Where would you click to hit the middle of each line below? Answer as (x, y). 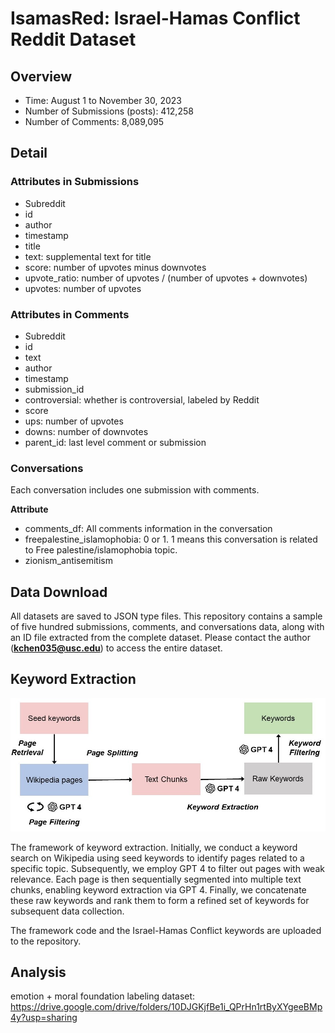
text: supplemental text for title (88, 256)
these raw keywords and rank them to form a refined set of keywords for (160, 900)
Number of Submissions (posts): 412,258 (109, 111)
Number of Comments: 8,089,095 (94, 121)
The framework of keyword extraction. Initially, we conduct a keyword (154, 847)
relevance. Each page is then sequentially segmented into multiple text (156, 879)
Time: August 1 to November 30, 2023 (103, 100)
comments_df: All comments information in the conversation (148, 529)
